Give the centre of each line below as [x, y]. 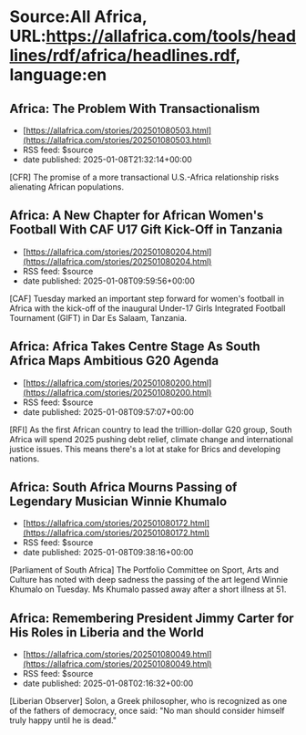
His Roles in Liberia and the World [107, 632]
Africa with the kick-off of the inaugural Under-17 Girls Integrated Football [148, 308]
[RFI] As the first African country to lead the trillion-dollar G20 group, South [151, 430]
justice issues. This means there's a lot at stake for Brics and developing [145, 449]
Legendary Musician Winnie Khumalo [118, 502]
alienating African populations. [67, 187]
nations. [25, 459]
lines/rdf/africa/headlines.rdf [122, 56]
